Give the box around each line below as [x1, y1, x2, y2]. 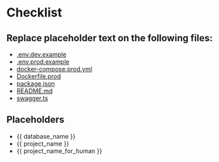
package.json [16, 80, 56, 87]
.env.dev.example [16, 50, 67, 58]
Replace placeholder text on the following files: [6, 32, 213, 44]
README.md [16, 87, 53, 95]
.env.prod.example [16, 58, 70, 66]
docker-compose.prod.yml [16, 65, 92, 73]
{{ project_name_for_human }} [16, 146, 103, 155]
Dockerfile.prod [16, 72, 61, 80]
